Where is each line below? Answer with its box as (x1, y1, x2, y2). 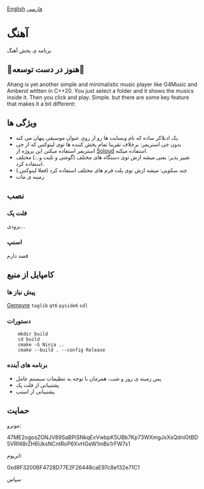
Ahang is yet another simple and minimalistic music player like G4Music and (7, 81, 197, 88)
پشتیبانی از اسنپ (15, 388, 55, 395)
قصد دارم (7, 252, 29, 259)
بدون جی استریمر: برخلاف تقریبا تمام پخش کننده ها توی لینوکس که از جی (15, 140, 181, 148)
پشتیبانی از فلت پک (15, 381, 60, 388)
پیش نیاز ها (7, 288, 36, 296)
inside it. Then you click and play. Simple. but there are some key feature (7, 93, 189, 101)
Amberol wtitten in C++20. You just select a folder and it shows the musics (7, 87, 194, 94)
